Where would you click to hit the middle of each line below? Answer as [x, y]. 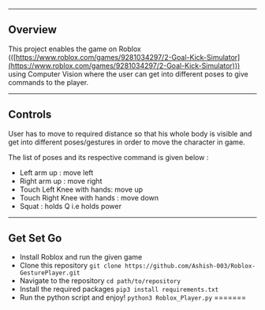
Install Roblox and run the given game [81, 257]
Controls [30, 115]
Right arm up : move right [61, 181]
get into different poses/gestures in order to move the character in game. [127, 142]
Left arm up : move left [56, 172]
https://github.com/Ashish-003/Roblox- [190, 266]
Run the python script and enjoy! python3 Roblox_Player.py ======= [133, 297]
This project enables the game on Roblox [75, 49]
